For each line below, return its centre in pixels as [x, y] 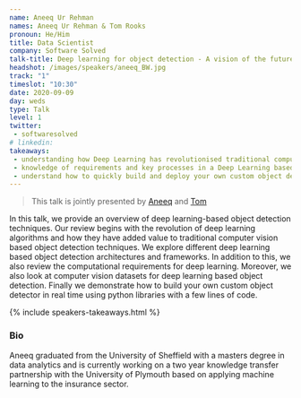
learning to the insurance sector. [69, 384]
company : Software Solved [57, 51]
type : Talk [30, 109]
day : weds [28, 101]
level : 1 [26, 117]
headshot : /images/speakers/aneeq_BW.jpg [88, 68]
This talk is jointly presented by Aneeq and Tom [119, 202]
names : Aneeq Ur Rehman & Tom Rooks [77, 26]
